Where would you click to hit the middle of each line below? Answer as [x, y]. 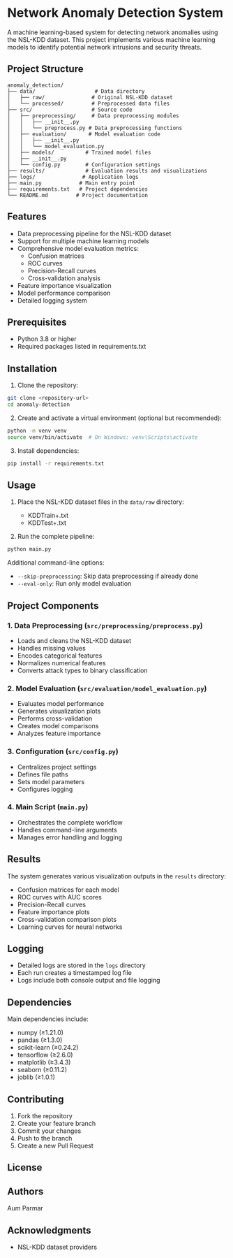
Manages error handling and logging [70, 837]
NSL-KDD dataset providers [57, 1247]
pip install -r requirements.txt [56, 463]
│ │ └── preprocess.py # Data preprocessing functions [95, 128]
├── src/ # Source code [70, 110]
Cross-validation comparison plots [67, 919]
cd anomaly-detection [39, 405]
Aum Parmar [25, 1208]
